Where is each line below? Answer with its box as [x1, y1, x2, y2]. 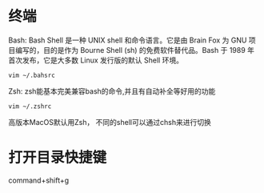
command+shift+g [8, 175, 70, 185]
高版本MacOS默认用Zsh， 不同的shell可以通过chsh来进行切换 [8, 117, 212, 127]
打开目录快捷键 [8, 149, 107, 167]
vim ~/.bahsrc [8, 71, 56, 79]
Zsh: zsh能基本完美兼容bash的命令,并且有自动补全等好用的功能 [8, 86, 216, 96]
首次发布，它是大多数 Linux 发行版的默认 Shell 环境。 [8, 55, 184, 65]
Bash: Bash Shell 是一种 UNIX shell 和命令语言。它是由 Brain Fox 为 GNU [8, 35, 247, 45]
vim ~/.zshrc [8, 102, 52, 111]
